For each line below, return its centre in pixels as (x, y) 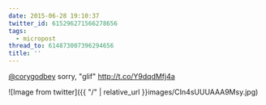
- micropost (36, 38)
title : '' (25, 53)
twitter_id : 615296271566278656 (63, 23)
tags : (17, 31)
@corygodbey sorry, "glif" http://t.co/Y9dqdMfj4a (92, 76)
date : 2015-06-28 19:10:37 (54, 16)
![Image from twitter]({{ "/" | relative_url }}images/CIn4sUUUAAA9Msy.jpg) (133, 92)
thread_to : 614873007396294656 (61, 46)
